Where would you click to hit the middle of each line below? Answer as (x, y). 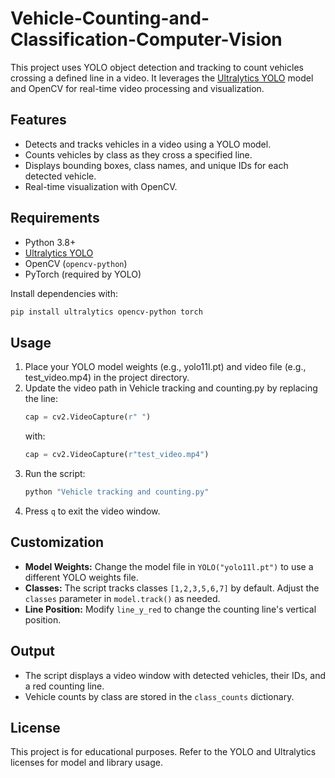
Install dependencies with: (64, 293)
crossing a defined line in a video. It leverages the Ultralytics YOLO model (162, 78)
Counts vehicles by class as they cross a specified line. (138, 154)
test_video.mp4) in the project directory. (107, 378)
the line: (41, 399)
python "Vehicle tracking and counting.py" (117, 492)
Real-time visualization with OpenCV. (101, 186)
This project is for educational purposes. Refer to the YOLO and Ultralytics (163, 752)
